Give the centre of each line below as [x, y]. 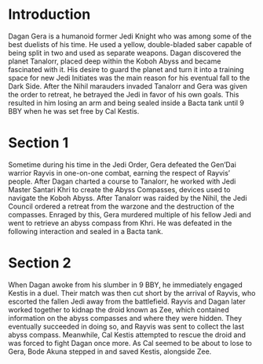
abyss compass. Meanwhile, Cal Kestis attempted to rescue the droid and [127, 334]
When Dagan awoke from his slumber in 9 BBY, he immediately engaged [125, 285]
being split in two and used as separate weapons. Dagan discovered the [125, 53]
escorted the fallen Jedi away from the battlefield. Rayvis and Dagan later [127, 301]
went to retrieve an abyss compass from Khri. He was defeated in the [120, 223]
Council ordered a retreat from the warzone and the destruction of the [121, 206]
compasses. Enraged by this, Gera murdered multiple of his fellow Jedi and [130, 214]
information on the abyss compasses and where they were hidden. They [125, 318]
